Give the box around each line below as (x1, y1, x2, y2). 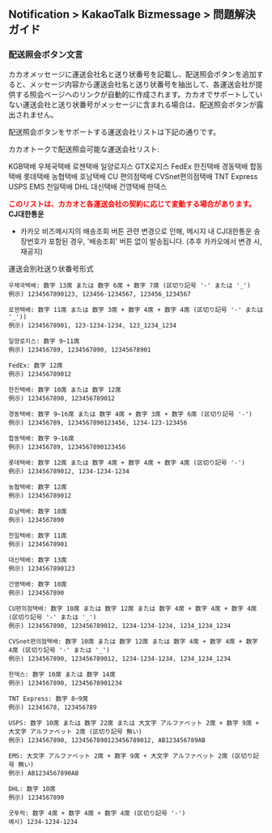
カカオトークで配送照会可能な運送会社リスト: (8, 144, 160, 154)
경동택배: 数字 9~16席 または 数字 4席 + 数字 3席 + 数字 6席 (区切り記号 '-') (8, 410, 253, 418)
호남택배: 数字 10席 (8, 507, 67, 515)
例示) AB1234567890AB (8, 769, 79, 777)
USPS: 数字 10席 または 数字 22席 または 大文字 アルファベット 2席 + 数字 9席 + (8, 719, 260, 727)
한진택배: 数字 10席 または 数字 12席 (8, 386, 121, 394)
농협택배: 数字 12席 (8, 483, 67, 491)
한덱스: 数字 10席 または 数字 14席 (8, 670, 116, 678)
